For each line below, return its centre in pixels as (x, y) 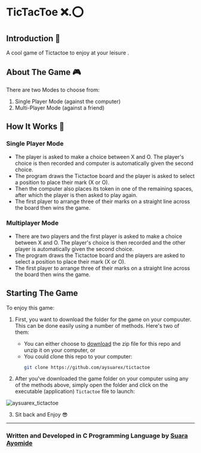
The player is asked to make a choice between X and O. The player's (99, 156)
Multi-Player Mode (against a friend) (60, 108)
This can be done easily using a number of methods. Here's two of (97, 325)
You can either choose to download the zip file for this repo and (102, 343)
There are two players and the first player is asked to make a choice (98, 236)
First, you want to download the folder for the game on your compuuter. (103, 319)
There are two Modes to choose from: (53, 90)
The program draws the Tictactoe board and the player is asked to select (105, 176)
